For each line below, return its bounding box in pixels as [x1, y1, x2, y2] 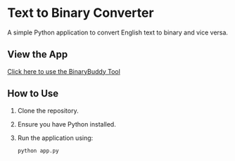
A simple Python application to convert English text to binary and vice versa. [7, 28, 229, 37]
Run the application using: [17, 134, 94, 142]
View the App [7, 49, 68, 60]
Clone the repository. [17, 106, 79, 115]
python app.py [17, 147, 59, 154]
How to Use [7, 88, 59, 100]
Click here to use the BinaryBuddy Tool [7, 67, 121, 75]
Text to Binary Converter [7, 5, 154, 21]
